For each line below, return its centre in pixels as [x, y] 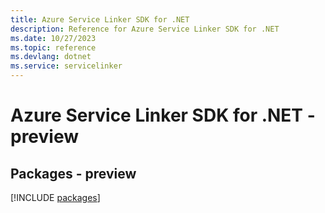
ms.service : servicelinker [66, 66]
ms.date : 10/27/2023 [53, 38]
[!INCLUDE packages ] [55, 197]
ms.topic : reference [53, 47]
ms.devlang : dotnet [51, 57]
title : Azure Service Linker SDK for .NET [100, 19]
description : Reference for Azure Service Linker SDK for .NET [145, 29]
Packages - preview [73, 173]
